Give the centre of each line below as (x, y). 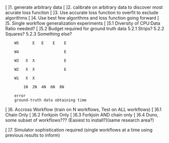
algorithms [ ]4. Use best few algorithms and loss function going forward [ (82, 18)
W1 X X (25, 78)
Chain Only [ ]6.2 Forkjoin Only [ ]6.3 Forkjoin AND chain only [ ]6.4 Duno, (82, 115)
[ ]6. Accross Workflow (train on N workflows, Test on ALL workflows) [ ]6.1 (83, 109)
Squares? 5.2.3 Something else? (39, 34)
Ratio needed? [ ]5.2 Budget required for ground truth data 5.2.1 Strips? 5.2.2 (85, 29)
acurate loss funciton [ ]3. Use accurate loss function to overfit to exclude (82, 13)
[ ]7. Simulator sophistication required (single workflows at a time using (79, 130)
